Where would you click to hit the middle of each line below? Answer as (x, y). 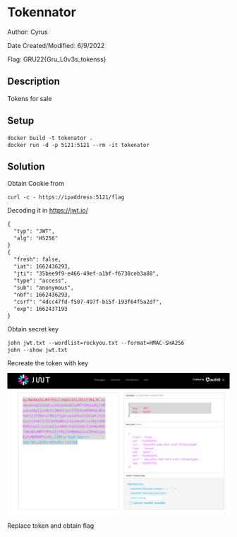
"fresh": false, (37, 260)
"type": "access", (41, 281)
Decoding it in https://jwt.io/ (48, 211)
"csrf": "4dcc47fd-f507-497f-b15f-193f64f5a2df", (88, 302)
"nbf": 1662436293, (42, 295)
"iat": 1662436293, (42, 267)
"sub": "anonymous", (44, 288)
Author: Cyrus (28, 32)
